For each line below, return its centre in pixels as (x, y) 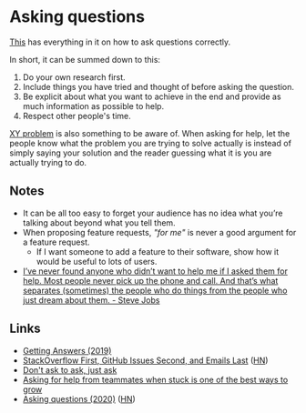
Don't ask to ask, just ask (70, 369)
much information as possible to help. (93, 106)
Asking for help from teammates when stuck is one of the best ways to (155, 379)
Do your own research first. (74, 77)
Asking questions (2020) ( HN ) (79, 398)
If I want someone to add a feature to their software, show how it (158, 251)
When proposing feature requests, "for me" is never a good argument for (159, 232)
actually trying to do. (48, 162)
